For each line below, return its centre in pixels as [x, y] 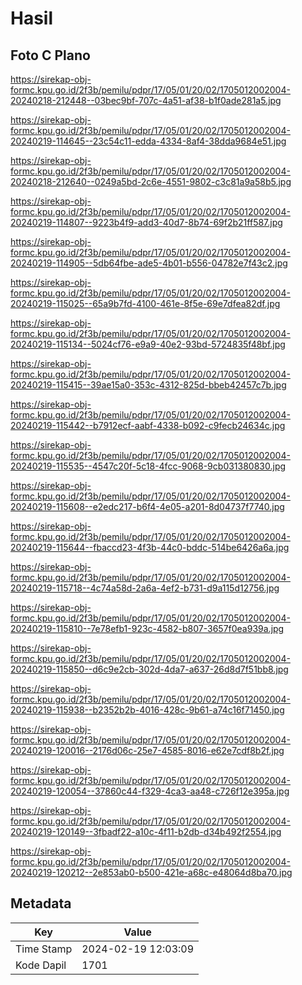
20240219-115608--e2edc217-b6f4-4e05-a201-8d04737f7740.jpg [147, 506]
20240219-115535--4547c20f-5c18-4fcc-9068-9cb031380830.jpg [148, 466]
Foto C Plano [50, 55]
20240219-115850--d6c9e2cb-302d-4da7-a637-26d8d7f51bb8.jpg [149, 669]
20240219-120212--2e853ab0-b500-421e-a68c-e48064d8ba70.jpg [151, 872]
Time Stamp [44, 949]
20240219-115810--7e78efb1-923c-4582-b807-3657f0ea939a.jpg [147, 628]
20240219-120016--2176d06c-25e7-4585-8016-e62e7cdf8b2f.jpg [147, 750]
